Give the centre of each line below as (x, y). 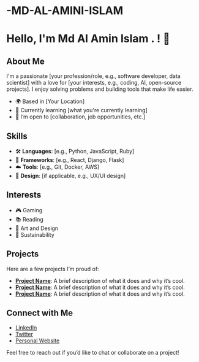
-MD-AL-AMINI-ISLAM (65, 11)
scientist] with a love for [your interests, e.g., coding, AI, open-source (94, 83)
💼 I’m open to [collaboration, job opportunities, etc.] (80, 117)
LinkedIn (26, 328)
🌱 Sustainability (35, 234)
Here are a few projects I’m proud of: (53, 269)
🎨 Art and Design (37, 228)
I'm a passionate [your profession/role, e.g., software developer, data (93, 76)
